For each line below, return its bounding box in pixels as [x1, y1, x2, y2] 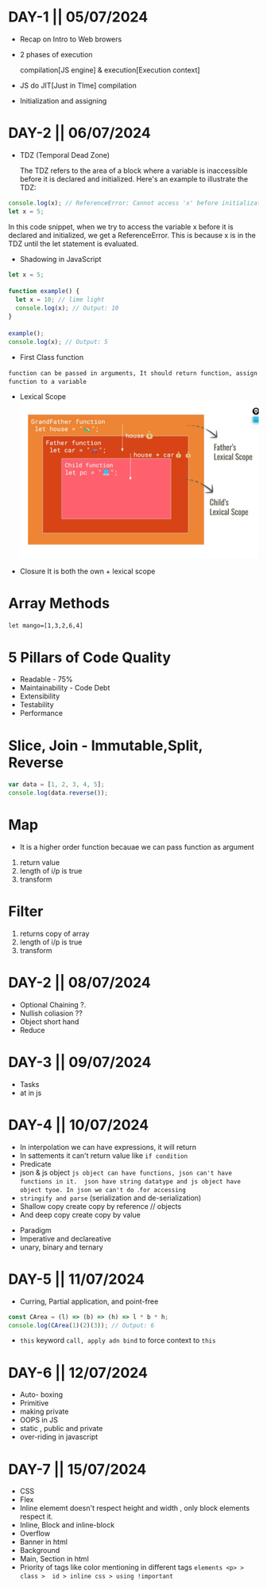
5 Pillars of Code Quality [8, 648, 172, 667]
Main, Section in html [19, 1554, 89, 1564]
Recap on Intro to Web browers [19, 34, 122, 44]
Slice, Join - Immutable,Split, [8, 737, 203, 754]
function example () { [8, 287, 80, 295]
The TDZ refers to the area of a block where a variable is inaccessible [19, 166, 248, 175]
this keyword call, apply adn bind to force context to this [19, 1336, 216, 1345]
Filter [8, 902, 44, 921]
